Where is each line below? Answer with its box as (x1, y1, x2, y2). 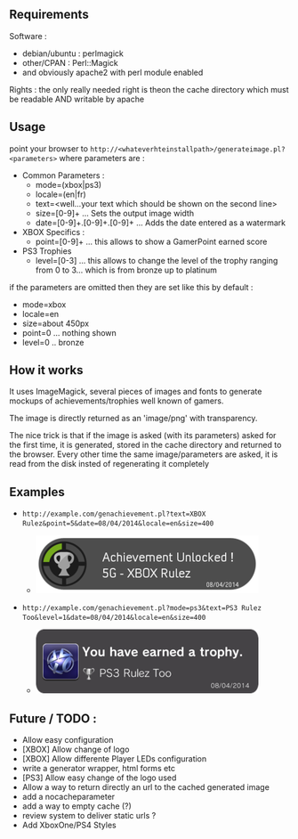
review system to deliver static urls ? (21, 810, 157, 821)
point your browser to (9, 143, 89, 154)
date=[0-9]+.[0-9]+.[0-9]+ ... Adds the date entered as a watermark (35, 217, 286, 228)
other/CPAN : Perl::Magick (21, 57, 118, 68)
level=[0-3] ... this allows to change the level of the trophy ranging (35, 255, 278, 265)
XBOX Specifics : (21, 226, 85, 237)
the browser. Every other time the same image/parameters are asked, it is (9, 449, 278, 460)
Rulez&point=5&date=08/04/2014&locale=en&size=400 (21, 519, 214, 528)
